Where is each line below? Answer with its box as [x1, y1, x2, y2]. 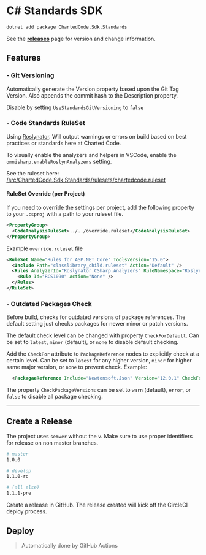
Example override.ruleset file [6, 245, 83, 252]
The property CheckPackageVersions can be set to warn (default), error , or [6, 386, 191, 394]
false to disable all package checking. [6, 393, 103, 400]
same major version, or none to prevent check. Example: [6, 363, 147, 371]
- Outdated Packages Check [6, 299, 92, 308]
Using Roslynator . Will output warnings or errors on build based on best [6, 132, 187, 140]
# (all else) [6, 484, 40, 491]
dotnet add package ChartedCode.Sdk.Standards [6, 24, 128, 30]
